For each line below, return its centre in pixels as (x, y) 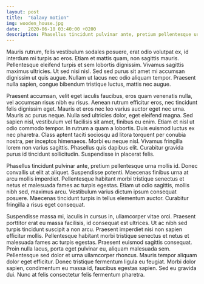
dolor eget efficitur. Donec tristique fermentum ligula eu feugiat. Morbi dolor (101, 261)
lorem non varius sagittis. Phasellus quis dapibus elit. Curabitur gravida (95, 148)
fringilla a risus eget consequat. (46, 205)
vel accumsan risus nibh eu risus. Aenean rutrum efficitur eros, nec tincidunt (102, 102)
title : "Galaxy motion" (38, 18)
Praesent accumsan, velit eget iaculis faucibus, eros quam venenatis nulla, (99, 96)
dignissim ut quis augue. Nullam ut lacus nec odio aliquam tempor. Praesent (101, 78)
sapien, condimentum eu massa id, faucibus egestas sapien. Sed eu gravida (101, 268)
